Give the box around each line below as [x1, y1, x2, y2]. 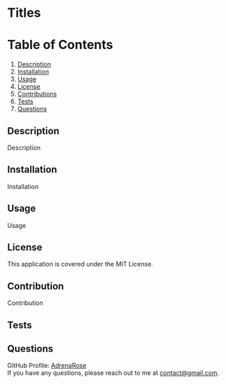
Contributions [17, 90, 57, 99]
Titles [7, 5, 41, 21]
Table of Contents [7, 37, 113, 53]
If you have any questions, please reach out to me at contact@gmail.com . [7, 369, 220, 377]
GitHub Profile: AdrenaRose [7, 362, 87, 370]
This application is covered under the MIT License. [7, 260, 153, 269]
